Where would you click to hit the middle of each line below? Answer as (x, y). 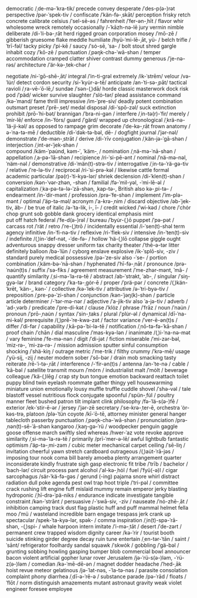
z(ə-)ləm (17, 564)
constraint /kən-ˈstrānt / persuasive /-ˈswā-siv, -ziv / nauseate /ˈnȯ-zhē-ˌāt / (97, 501)
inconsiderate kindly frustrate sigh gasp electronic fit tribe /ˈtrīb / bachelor (96, 464)
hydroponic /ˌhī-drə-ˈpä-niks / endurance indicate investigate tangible (90, 495)
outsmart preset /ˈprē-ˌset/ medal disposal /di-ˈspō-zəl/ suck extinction (91, 107)
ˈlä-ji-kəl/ (17, 126)
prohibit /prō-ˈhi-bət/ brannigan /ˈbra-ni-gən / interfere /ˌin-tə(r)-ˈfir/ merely (96, 114)
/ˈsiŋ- (184, 276)
